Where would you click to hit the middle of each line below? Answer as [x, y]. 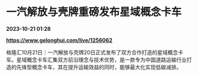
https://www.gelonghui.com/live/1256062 [59, 40]
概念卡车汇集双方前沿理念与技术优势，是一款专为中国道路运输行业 [106, 60]
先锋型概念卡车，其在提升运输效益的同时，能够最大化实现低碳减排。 [99, 67]
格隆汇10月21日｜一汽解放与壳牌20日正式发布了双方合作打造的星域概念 [92, 52]
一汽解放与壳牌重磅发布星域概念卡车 [94, 12]
